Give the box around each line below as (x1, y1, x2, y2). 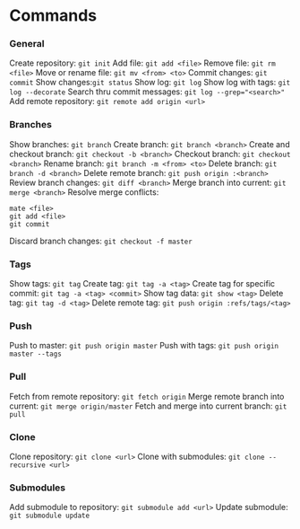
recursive (9, 460, 47, 470)
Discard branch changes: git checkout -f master (9, 235, 193, 246)
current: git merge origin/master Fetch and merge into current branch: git (9, 401, 287, 411)
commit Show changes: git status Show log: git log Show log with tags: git (9, 77, 291, 88)
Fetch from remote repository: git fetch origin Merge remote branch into (9, 391, 285, 401)
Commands (9, 5, 98, 26)
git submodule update (9, 511, 90, 521)
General (9, 38, 45, 50)
